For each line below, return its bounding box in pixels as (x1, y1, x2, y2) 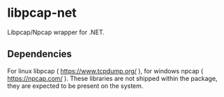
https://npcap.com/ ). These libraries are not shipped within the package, (7, 74, 218, 82)
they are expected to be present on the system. (7, 82, 144, 90)
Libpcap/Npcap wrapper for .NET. (7, 28, 105, 36)
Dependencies (7, 48, 72, 60)
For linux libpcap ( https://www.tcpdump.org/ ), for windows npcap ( (7, 66, 204, 75)
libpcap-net (7, 5, 77, 21)
